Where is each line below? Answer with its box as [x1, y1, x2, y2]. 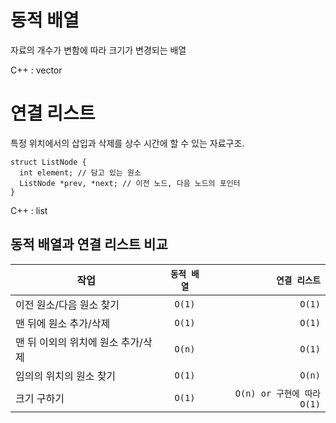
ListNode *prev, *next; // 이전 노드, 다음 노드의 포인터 [19, 178, 241, 188]
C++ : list [10, 204, 48, 216]
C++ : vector [10, 64, 63, 76]
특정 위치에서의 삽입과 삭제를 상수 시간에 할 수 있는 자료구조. [10, 137, 245, 149]
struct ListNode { [10, 157, 87, 167]
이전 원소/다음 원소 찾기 [15, 297, 120, 311]
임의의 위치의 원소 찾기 [15, 369, 117, 383]
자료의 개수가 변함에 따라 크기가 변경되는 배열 [10, 44, 187, 56]
